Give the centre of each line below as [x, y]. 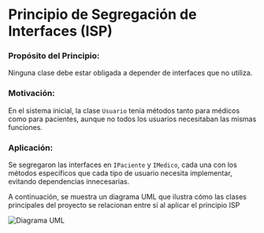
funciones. [26, 127]
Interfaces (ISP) [60, 31]
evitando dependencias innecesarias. [69, 182]
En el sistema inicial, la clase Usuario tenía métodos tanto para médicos [124, 110]
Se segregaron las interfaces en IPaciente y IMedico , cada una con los [123, 165]
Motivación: [32, 94]
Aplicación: [31, 147]
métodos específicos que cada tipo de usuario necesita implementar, [120, 173]
